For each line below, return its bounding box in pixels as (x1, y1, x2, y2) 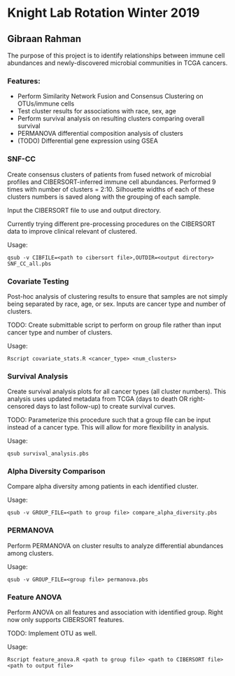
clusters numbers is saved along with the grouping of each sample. (7, 192, 201, 201)
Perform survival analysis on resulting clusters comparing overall (17, 114, 205, 123)
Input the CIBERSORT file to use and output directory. (7, 206, 162, 214)
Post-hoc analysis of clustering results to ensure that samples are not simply (7, 292, 228, 300)
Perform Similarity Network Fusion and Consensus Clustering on (17, 92, 204, 101)
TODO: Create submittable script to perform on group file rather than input (7, 321, 222, 329)
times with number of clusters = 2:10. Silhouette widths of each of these (7, 185, 215, 193)
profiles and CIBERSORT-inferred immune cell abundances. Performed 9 (7, 177, 217, 186)
